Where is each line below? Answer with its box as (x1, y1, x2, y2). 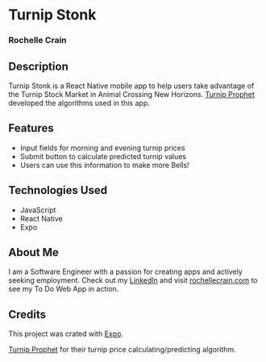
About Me (8, 245, 59, 259)
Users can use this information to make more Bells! (19, 160, 189, 170)
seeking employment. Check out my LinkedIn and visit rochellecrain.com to (8, 276, 258, 285)
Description (8, 59, 69, 74)
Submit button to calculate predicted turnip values (19, 151, 187, 161)
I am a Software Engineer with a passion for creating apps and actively (8, 267, 243, 276)
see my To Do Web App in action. (8, 284, 119, 294)
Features (8, 121, 54, 135)
